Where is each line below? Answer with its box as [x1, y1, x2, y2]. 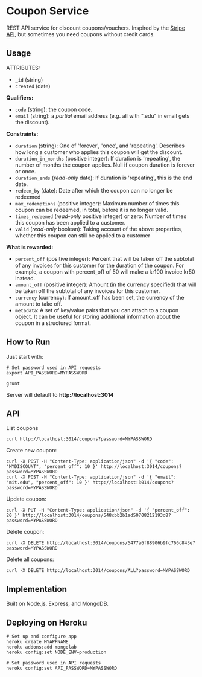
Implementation [6, 584, 68, 594]
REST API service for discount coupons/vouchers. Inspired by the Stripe [6, 24, 186, 31]
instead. [14, 274, 36, 281]
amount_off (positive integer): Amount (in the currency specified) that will [14, 281, 197, 288]
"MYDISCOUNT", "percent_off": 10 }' [6, 464, 98, 470]
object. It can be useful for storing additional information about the [14, 313, 180, 320]
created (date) [14, 82, 51, 89]
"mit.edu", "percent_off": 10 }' [6, 480, 90, 486]
